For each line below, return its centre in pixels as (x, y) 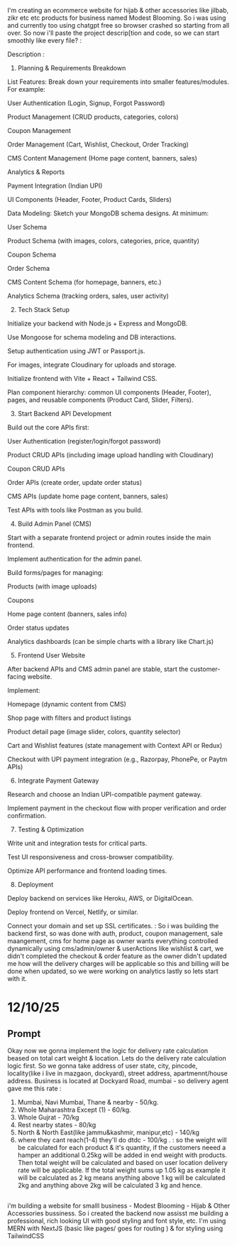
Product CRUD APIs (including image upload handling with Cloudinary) (111, 455)
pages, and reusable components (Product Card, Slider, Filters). (100, 400)
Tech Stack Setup (43, 310)
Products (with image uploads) (52, 586)
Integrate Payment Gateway (58, 780)
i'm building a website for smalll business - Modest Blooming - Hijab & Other (119, 1206)
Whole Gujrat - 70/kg (48, 1117)
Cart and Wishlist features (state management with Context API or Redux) (115, 745)
